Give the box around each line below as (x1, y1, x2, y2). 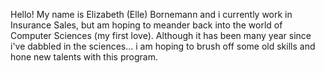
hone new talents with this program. (10, 51, 158, 63)
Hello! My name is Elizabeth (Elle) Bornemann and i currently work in (10, 9, 293, 20)
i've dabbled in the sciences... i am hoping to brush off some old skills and (10, 40, 316, 52)
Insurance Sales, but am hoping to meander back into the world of (10, 19, 283, 31)
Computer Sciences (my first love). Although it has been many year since (10, 30, 312, 41)
